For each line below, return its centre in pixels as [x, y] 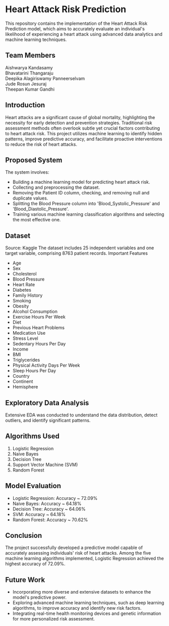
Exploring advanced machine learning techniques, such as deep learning [88, 603]
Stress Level [25, 338]
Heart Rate [24, 285]
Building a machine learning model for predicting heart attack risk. [81, 182]
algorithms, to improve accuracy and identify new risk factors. [77, 608]
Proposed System [34, 160]
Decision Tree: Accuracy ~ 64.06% [49, 509]
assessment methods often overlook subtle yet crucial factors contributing [83, 128]
